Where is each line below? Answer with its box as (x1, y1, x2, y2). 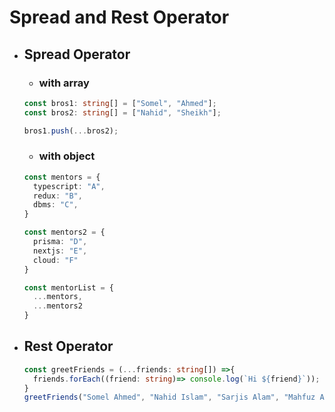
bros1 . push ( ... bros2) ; (23, 126, 119, 136)
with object (38, 149, 96, 163)
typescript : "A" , (33, 181, 106, 191)
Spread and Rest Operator (9, 6, 230, 29)
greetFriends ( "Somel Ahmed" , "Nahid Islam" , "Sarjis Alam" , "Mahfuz (23, 392, 316, 403)
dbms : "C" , (33, 200, 79, 210)
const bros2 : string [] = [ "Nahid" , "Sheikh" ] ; (23, 107, 222, 118)
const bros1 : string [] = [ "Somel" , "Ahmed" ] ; (23, 98, 217, 108)
